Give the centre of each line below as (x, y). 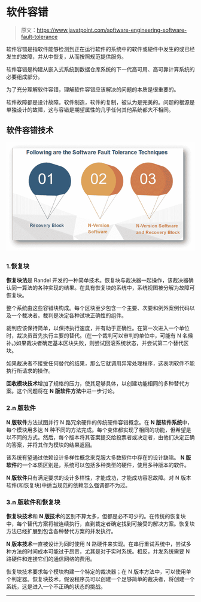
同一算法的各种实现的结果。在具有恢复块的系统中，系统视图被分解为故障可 (103, 288)
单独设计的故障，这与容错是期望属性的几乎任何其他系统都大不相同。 (90, 110)
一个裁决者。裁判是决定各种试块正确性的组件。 (69, 315)
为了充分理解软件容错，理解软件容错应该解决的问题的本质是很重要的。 (93, 89)
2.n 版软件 (21, 408)
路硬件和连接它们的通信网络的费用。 (51, 559)
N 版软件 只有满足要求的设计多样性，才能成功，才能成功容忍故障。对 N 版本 (99, 478)
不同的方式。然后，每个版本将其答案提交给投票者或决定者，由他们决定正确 (103, 437)
